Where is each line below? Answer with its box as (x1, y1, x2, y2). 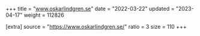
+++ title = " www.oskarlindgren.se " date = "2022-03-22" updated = (5, 5, 175, 12)
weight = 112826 (23, 11, 64, 19)
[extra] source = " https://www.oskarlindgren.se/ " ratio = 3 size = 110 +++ (5, 23, 187, 30)
